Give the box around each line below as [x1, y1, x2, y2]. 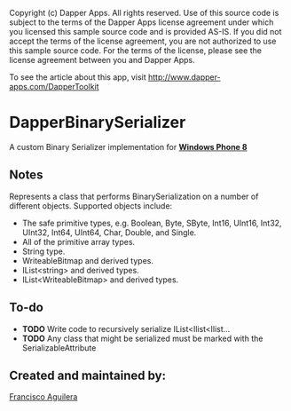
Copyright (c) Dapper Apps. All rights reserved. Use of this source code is [9, 8, 279, 18]
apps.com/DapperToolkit [9, 82, 99, 91]
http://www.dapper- [147, 72, 221, 83]
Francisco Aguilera [9, 391, 78, 402]
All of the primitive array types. [21, 236, 136, 247]
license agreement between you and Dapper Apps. [9, 55, 195, 65]
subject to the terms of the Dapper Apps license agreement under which [9, 17, 274, 28]
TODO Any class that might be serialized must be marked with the [21, 333, 263, 344]
